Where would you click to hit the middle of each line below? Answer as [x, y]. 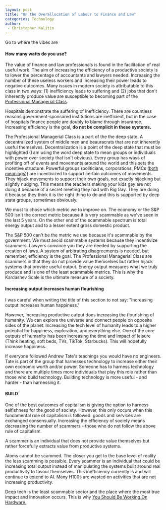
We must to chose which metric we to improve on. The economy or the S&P [82, 210]
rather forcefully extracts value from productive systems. [63, 446]
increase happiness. [26, 346]
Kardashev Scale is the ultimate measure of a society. [60, 277]
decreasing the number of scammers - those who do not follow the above [81, 426]
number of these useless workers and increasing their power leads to [76, 80]
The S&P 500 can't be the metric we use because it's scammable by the [79, 235]
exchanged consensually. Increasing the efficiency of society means [75, 421]
